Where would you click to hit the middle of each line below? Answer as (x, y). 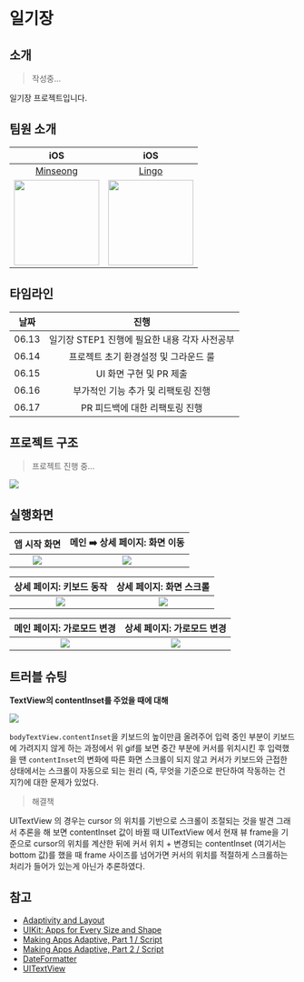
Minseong (57, 171)
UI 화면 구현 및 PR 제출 (142, 374)
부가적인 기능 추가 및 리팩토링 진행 (142, 390)
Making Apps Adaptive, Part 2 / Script (93, 949)
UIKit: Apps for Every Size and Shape (92, 929)
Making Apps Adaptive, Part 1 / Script (93, 939)
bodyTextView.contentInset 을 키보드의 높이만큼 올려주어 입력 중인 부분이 (140, 736)
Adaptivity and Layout (64, 920)
